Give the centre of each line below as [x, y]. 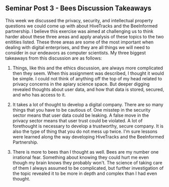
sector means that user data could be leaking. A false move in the [81, 115]
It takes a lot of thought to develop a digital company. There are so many [88, 104]
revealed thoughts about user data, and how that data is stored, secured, [88, 89]
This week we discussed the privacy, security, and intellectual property [79, 20]
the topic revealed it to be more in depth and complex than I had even [85, 173]
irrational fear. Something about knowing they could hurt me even [81, 157]
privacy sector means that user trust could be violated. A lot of [77, 120]
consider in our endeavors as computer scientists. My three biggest [76, 53]
